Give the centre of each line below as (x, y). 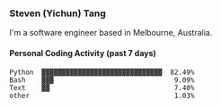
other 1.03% (102, 95)
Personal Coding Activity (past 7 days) (83, 53)
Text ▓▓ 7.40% (102, 87)
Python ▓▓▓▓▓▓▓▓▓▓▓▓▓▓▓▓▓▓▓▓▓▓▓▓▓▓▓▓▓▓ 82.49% (102, 72)
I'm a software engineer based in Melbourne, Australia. (111, 33)
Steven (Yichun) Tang (57, 13)
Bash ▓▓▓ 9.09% (102, 80)
